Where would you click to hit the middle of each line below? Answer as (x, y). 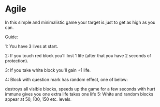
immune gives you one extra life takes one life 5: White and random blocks (79, 94)
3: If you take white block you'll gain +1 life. (48, 70)
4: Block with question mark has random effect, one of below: (66, 79)
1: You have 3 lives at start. (32, 46)
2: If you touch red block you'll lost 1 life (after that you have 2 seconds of (78, 55)
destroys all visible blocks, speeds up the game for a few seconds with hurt (80, 89)
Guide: (12, 37)
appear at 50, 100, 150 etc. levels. (38, 99)
